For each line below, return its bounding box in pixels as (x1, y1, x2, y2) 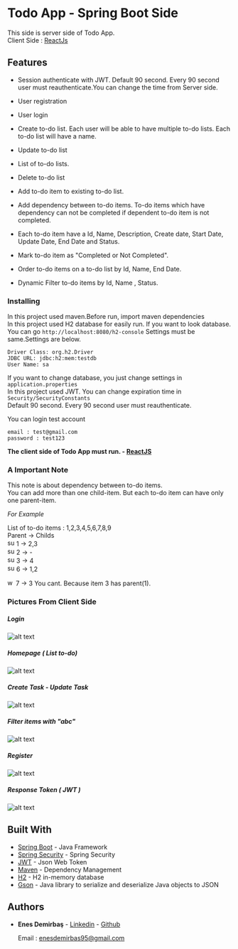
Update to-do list (17, 146, 67, 154)
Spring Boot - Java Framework (17, 842, 108, 851)
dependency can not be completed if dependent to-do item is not (17, 208, 210, 217)
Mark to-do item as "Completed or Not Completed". (17, 251, 169, 259)
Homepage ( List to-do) (7, 649, 78, 657)
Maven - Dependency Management (17, 865, 122, 874)
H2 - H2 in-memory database (17, 872, 104, 882)
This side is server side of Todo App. (7, 28, 115, 37)
